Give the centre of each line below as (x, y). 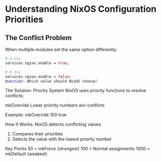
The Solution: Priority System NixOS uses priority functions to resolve (76, 91)
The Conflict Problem (38, 38)
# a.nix (13, 59)
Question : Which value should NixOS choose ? (51, 81)
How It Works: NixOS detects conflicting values (53, 125)
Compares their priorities (37, 134)
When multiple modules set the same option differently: (61, 49)
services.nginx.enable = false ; (38, 77)
